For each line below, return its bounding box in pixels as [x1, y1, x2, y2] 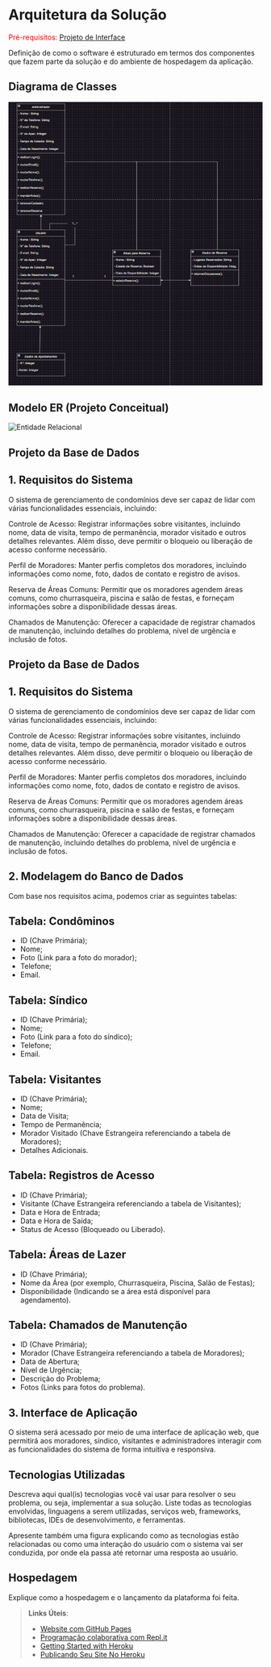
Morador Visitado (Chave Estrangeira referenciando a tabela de [19, 1128, 231, 1138]
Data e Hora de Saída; [19, 1216, 94, 1226]
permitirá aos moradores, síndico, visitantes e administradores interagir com [8, 1436, 262, 1446]
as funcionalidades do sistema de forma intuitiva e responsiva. [8, 1444, 216, 1454]
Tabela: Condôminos [8, 914, 115, 928]
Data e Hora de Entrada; [19, 1207, 101, 1217]
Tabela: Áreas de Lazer [8, 1248, 127, 1262]
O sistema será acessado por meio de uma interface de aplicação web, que [8, 1427, 260, 1437]
